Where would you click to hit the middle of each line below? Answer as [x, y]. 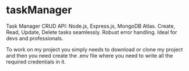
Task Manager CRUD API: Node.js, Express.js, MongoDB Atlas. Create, [91, 26]
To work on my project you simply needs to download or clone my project [94, 49]
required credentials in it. [36, 62]
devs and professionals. [35, 38]
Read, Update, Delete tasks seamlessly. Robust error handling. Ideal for [92, 32]
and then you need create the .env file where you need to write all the [90, 55]
